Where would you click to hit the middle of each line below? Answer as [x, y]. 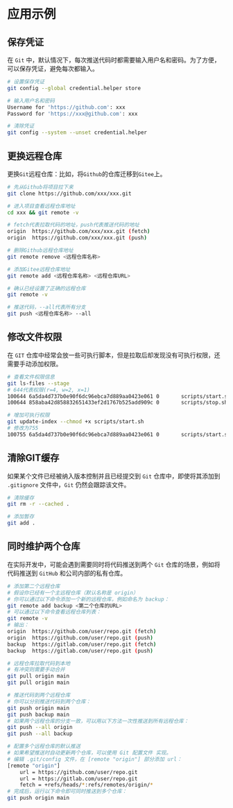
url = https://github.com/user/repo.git [79, 772]
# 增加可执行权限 [28, 415]
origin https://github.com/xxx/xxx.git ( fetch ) [79, 232]
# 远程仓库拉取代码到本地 [39, 663]
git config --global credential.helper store [74, 88]
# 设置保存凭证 [26, 82]
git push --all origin [40, 728]
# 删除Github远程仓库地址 [41, 250]
